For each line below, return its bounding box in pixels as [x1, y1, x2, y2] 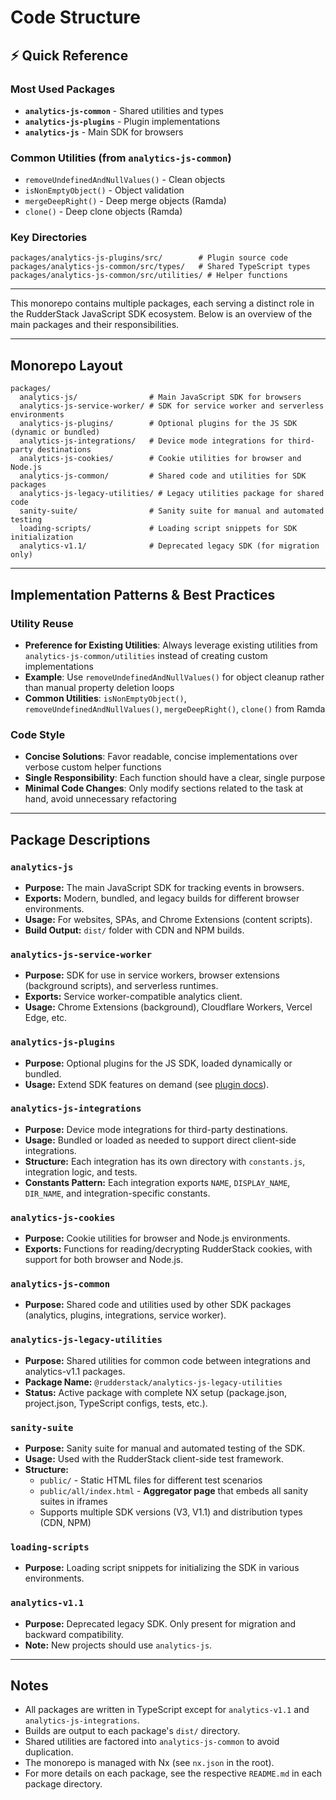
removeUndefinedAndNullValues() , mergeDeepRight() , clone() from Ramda [24, 702, 326, 715]
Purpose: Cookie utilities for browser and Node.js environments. [24, 1232, 291, 1245]
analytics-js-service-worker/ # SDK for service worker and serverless [19, 401, 325, 411]
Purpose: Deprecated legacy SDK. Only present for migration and [24, 1617, 297, 1630]
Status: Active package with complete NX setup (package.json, [24, 1386, 288, 1398]
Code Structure [10, 6, 141, 29]
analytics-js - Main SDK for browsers [24, 126, 184, 138]
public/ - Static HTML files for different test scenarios [39, 1474, 263, 1486]
